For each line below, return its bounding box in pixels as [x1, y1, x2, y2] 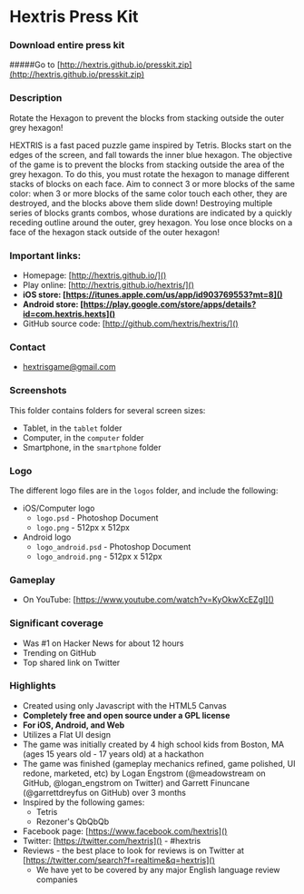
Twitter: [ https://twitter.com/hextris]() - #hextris [22, 835, 201, 846]
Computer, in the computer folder [22, 432, 144, 442]
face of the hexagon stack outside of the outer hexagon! [9, 226, 221, 237]
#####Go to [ [9, 59, 61, 70]
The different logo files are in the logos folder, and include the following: [9, 484, 279, 496]
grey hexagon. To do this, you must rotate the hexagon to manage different [9, 168, 290, 179]
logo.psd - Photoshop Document [35, 512, 159, 523]
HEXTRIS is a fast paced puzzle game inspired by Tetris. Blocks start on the [9, 139, 292, 151]
